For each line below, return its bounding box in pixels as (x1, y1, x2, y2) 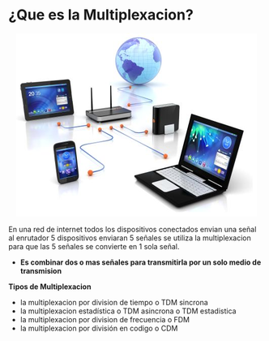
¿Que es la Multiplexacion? (8, 6, 194, 24)
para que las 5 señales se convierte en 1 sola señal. (8, 241, 180, 251)
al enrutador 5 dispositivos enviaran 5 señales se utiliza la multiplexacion (8, 233, 251, 243)
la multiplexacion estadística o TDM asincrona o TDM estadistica (19, 306, 237, 316)
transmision (19, 265, 62, 275)
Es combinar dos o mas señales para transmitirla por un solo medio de (19, 257, 262, 267)
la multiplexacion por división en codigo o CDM (19, 323, 178, 333)
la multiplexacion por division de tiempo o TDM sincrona (19, 297, 208, 307)
